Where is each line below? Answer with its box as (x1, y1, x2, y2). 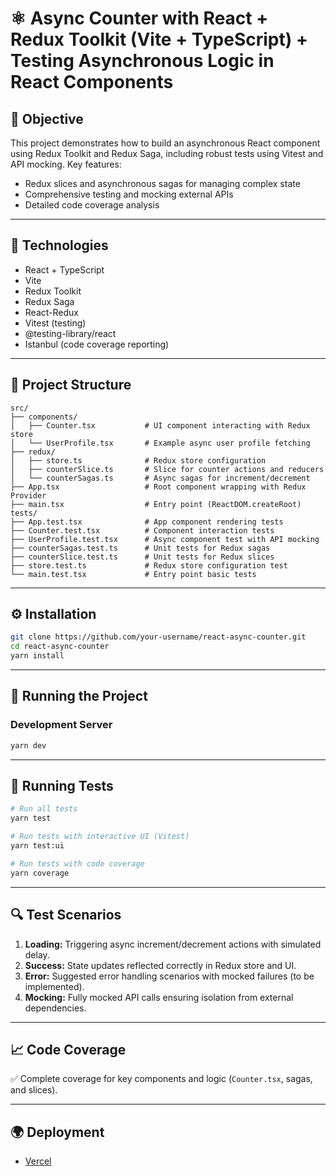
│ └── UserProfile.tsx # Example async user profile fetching (10, 438, 311, 448)
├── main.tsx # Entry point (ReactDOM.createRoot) (10, 499, 302, 509)
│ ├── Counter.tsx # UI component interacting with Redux (10, 420, 311, 431)
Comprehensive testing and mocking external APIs (24, 188, 234, 200)
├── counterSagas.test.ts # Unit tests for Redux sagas (10, 543, 271, 553)
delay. (24, 948, 50, 961)
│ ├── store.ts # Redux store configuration (10, 455, 267, 466)
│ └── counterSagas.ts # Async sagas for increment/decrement (10, 473, 311, 483)
